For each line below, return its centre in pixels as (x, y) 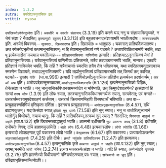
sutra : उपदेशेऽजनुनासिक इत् (29, 14)
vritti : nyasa (21, 19)
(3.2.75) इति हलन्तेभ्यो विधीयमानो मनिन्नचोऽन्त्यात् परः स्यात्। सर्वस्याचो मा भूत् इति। (70, 155)
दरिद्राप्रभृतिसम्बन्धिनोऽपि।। (26, 160)
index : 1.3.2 (20, 10)
